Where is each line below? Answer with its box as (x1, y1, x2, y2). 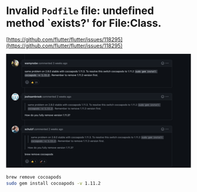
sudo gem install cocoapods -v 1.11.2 (6, 180, 101, 186)
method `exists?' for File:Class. (6, 16, 162, 30)
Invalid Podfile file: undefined (6, 4, 154, 18)
